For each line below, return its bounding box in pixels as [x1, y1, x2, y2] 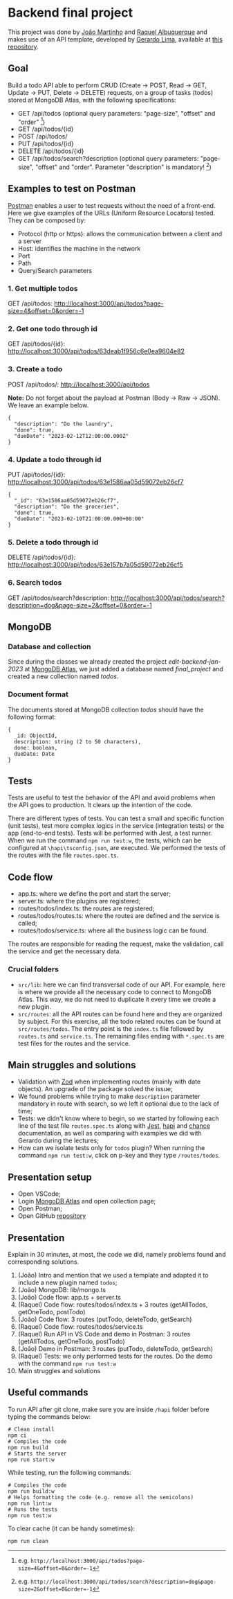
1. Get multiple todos [8, 283, 78, 293]
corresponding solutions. [8, 1257, 79, 1266]
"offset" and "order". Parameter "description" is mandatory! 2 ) [35, 161, 212, 171]
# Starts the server [8, 1450, 68, 1457]
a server [17, 237, 42, 245]
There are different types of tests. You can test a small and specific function [8, 814, 225, 822]
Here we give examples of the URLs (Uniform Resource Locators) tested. [8, 209, 216, 217]
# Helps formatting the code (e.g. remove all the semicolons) [8, 1494, 194, 1501]
